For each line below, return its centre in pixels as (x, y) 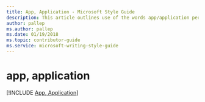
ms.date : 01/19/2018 (33, 35)
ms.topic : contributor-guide (43, 40)
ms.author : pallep (30, 29)
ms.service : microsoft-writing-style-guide (63, 46)
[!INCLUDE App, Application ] (42, 92)
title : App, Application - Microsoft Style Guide (71, 12)
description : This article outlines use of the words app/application (98, 18)
